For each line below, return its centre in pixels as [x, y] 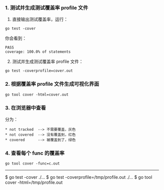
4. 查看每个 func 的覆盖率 [35, 153]
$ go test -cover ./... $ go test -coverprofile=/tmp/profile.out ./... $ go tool [79, 177]
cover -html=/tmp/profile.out [34, 183]
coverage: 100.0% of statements [38, 52]
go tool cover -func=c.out [32, 164]
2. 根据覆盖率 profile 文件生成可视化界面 [52, 84]
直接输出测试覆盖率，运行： [40, 19]
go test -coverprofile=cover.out [39, 71]
